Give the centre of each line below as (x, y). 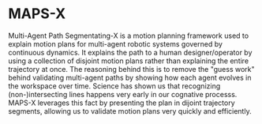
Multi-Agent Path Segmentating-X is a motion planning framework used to (129, 36)
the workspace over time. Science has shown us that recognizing (114, 86)
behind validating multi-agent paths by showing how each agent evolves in (130, 77)
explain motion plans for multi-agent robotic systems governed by (116, 43)
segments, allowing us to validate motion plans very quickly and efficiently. (130, 111)
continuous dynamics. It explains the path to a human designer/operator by (130, 52)
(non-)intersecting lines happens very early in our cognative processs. (123, 94)
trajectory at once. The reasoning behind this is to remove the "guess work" (131, 69)
